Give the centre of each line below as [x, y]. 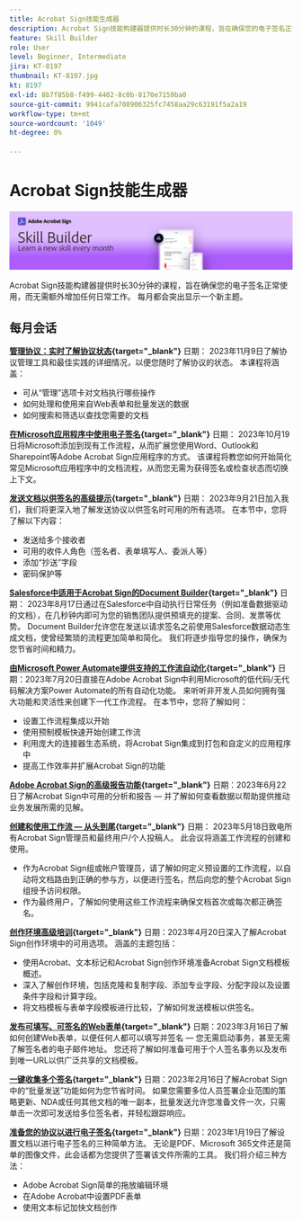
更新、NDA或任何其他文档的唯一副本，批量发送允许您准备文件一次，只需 [151, 1102]
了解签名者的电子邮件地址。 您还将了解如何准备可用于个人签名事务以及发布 [148, 1049]
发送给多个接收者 [54, 540]
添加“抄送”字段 [50, 563]
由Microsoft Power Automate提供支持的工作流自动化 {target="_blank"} [143, 668]
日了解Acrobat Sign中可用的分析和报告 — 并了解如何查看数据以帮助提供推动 [150, 797]
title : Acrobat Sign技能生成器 [64, 19]
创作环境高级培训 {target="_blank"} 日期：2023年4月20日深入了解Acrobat [148, 932]
